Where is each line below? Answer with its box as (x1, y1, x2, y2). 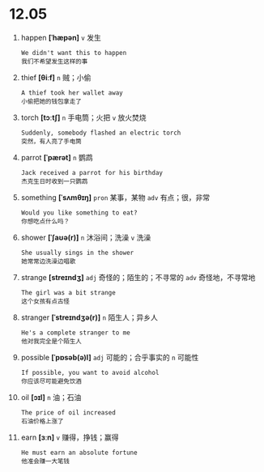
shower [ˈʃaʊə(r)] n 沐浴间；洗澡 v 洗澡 (20, 232, 151, 242)
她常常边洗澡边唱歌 (20, 257, 76, 266)
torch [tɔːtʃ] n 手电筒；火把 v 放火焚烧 (20, 113, 147, 122)
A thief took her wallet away (20, 88, 124, 97)
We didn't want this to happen (20, 49, 127, 57)
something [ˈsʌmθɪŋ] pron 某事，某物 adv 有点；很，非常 (20, 192, 211, 202)
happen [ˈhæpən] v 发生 (20, 32, 102, 42)
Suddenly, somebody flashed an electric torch (20, 129, 181, 137)
